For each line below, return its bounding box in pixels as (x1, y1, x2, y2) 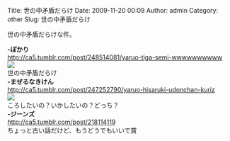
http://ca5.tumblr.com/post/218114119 (7, 118, 116, 126)
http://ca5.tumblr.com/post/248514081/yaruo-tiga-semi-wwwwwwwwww (7, 53, 223, 62)
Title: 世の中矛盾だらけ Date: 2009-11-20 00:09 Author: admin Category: (7, 6, 218, 14)
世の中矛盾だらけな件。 (7, 30, 76, 38)
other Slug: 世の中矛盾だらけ (7, 15, 91, 23)
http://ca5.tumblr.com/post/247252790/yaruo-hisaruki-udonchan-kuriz (7, 86, 216, 94)
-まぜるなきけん (7, 77, 54, 86)
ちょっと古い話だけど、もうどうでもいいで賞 (7, 126, 137, 135)
